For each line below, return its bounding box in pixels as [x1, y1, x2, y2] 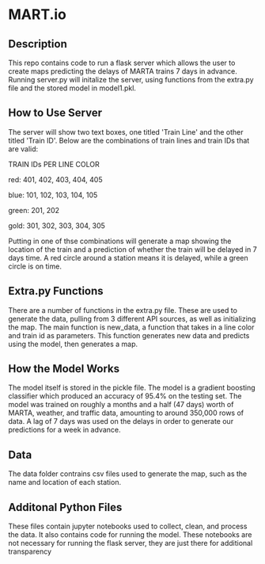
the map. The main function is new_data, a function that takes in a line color [8, 322, 255, 332]
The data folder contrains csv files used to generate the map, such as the [8, 469, 248, 478]
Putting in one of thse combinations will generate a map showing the [8, 236, 232, 246]
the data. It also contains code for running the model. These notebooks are [8, 530, 252, 539]
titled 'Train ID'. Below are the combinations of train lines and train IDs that [8, 135, 250, 145]
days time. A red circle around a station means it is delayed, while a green [8, 253, 249, 262]
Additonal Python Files [8, 501, 123, 514]
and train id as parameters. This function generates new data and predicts [8, 330, 250, 340]
